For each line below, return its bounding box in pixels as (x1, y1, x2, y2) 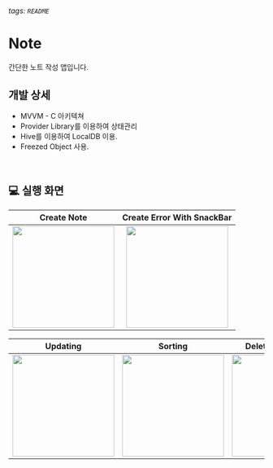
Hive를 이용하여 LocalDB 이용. (19, 132, 118, 142)
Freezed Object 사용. (19, 142, 89, 151)
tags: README (8, 6, 50, 15)
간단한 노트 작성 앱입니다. (8, 62, 89, 72)
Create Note (39, 212, 88, 223)
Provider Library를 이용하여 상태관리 (19, 121, 138, 131)
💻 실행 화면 (8, 183, 64, 198)
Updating (45, 341, 82, 352)
